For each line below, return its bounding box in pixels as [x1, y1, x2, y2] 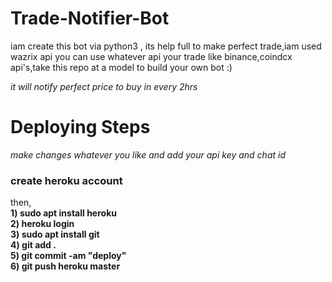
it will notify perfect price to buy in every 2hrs [10, 80, 198, 92]
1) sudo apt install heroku [10, 207, 117, 219]
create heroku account [10, 173, 123, 187]
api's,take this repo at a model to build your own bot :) [10, 61, 233, 73]
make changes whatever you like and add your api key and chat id [10, 148, 286, 161]
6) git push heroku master [10, 260, 121, 272]
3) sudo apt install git [10, 228, 100, 241]
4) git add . [10, 239, 57, 251]
